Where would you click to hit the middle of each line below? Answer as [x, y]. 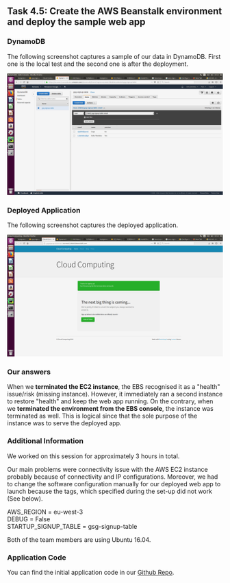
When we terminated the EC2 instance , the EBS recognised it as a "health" [114, 387]
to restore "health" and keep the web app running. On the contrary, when [110, 401]
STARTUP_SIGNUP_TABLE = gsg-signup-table [72, 526]
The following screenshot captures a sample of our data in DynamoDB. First [114, 56]
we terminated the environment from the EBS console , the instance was [110, 409]
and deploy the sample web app [76, 22]
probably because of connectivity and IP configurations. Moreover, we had [113, 477]
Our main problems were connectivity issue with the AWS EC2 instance [107, 469]
